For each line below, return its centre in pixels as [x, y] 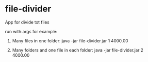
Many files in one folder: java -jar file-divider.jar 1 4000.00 [70, 41]
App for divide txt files [27, 22]
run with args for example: [31, 31]
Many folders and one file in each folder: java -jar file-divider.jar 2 [78, 50]
